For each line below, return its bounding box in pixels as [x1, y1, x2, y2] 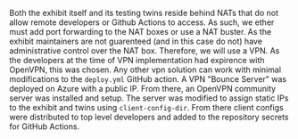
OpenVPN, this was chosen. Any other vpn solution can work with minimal [9, 64, 282, 75]
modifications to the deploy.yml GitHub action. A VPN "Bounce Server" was [9, 74, 287, 84]
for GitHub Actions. [9, 121, 80, 132]
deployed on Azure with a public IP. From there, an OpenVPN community [9, 84, 277, 94]
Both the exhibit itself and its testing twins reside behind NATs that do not [9, 8, 279, 18]
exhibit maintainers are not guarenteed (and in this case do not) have [9, 36, 263, 46]
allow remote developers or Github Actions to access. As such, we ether [9, 17, 275, 28]
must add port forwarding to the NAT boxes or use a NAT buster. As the [9, 27, 272, 37]
